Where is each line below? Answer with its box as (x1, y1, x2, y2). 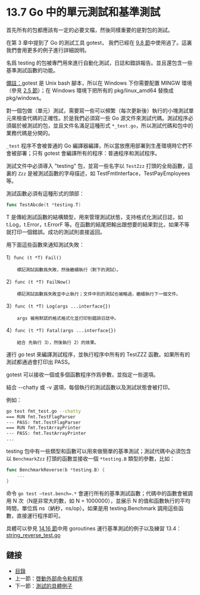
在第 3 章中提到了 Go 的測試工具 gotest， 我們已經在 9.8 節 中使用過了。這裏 (6, 39, 192, 46)
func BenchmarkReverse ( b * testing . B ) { (6, 467, 105, 473)
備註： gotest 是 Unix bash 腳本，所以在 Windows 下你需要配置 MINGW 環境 (6, 79, 192, 87)
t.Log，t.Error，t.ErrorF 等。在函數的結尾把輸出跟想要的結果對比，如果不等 (6, 220, 190, 228)
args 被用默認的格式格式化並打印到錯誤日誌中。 (17, 315, 119, 321)
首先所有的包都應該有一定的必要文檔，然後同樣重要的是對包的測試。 (6, 26, 173, 33)
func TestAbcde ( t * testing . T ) (6, 201, 82, 208)
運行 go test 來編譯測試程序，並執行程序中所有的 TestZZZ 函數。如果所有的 (6, 351, 190, 358)
